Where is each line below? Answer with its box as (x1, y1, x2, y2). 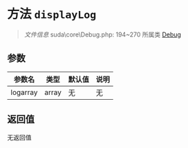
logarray (10, 87, 38, 97)
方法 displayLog (7, 6, 97, 22)
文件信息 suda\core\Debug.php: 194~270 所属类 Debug (23, 30, 182, 39)
